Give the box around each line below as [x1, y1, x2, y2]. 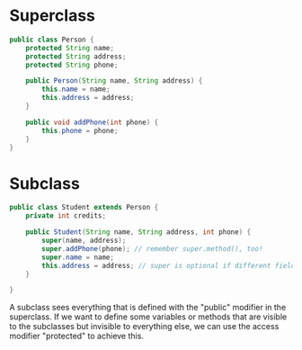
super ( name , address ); [41, 236, 127, 245]
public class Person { [9, 35, 94, 44]
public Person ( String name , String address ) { [25, 76, 203, 85]
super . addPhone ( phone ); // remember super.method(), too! [41, 244, 263, 253]
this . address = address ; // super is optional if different [41, 261, 271, 270]
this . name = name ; [41, 85, 111, 94]
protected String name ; [25, 43, 115, 52]
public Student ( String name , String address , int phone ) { [25, 228, 252, 237]
